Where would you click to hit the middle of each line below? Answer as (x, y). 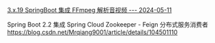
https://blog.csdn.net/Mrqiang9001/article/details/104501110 (92, 32)
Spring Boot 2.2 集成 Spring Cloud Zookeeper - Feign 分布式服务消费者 (108, 25)
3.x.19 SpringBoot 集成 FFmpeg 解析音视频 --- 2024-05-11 (90, 10)
